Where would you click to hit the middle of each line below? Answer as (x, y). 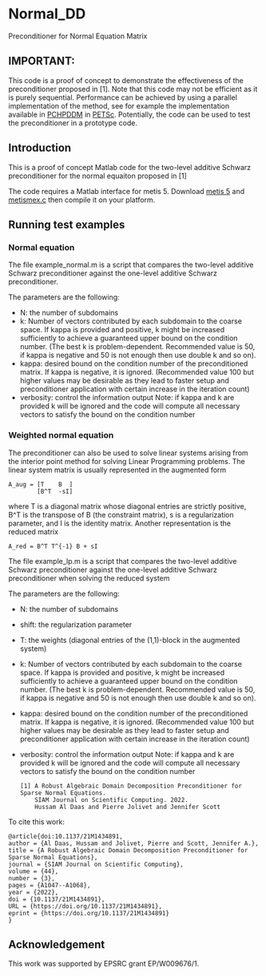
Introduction (40, 148)
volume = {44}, (34, 871)
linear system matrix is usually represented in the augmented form (117, 470)
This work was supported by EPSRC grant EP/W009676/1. (104, 964)
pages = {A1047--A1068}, (50, 885)
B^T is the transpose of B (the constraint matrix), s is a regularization (121, 514)
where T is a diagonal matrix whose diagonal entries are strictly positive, (127, 506)
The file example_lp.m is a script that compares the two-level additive (123, 561)
